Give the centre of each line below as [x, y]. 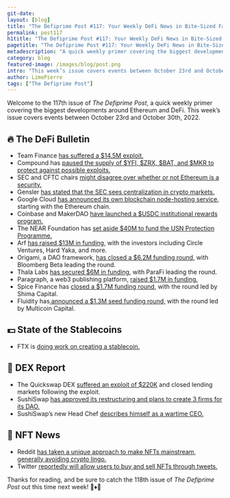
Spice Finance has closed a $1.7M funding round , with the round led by [117, 287]
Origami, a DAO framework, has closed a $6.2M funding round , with [113, 258]
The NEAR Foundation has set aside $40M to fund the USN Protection [116, 228]
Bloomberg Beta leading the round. [66, 265]
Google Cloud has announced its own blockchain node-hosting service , [118, 199]
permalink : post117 [35, 33]
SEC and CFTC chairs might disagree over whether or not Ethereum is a [118, 177]
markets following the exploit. [59, 392]
